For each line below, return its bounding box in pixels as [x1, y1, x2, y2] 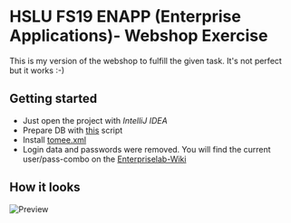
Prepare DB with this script [22, 125, 123, 135]
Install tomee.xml [22, 134, 87, 145]
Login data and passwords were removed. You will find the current [22, 144, 271, 154]
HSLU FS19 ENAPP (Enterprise [9, 6, 242, 27]
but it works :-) [9, 65, 65, 76]
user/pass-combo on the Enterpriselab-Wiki [22, 153, 187, 164]
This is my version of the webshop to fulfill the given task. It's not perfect [9, 55, 283, 66]
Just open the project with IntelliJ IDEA [22, 115, 168, 125]
